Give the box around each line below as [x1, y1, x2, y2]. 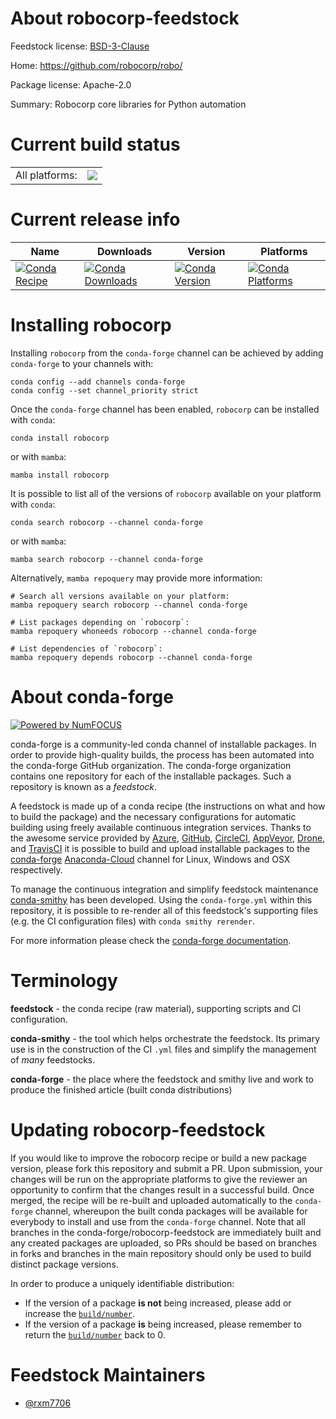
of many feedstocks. [10, 1053, 96, 1066]
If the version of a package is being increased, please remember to [24, 1318, 302, 1330]
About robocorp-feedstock [10, 7, 240, 30]
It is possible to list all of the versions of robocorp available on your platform [10, 487, 322, 499]
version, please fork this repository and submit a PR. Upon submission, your [10, 1162, 323, 1174]
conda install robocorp [10, 433, 110, 443]
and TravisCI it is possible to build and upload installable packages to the [10, 842, 311, 854]
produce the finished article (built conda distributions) [10, 1083, 233, 1096]
